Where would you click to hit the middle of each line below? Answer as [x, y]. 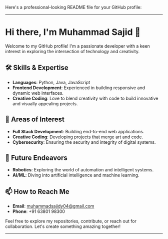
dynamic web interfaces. [38, 93]
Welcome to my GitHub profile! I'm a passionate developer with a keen [77, 46]
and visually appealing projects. [45, 103]
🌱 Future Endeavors [36, 158]
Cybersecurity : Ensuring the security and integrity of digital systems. [84, 142]
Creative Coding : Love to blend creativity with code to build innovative [85, 98]
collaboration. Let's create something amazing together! [63, 226]
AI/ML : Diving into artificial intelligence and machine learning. [76, 175]
